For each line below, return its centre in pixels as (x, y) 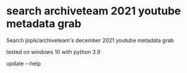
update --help (24, 63)
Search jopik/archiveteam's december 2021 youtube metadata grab (90, 40)
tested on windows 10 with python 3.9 (53, 51)
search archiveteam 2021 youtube (93, 11)
